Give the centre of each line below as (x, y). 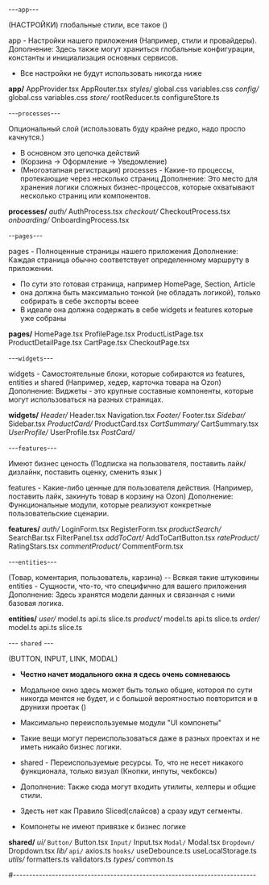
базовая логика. (36, 603)
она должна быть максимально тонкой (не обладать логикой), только (140, 292)
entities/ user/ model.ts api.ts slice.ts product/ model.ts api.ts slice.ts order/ (134, 619)
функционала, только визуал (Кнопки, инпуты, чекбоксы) (118, 771)
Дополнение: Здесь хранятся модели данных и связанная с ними (122, 595)
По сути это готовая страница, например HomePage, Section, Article (138, 284)
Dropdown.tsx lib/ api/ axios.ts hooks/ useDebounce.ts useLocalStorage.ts (132, 851)
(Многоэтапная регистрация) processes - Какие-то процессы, (127, 170)
